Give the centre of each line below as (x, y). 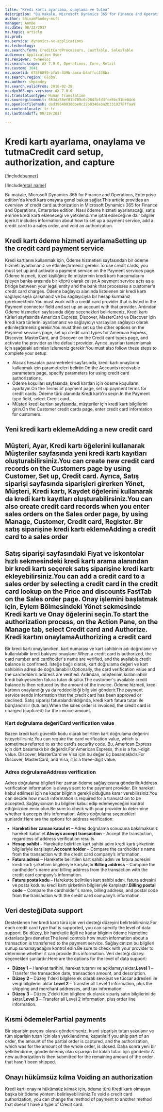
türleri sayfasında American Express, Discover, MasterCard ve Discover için (81, 317)
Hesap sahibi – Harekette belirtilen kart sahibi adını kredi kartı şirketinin (83, 844)
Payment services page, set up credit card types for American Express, (76, 332)
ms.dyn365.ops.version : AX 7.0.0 (39, 91)
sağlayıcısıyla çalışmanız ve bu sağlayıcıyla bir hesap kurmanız (68, 296)
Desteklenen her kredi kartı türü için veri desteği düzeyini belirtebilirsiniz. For (81, 922)
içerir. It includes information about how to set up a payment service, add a (79, 220)
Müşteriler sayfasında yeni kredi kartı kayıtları (76, 453)
